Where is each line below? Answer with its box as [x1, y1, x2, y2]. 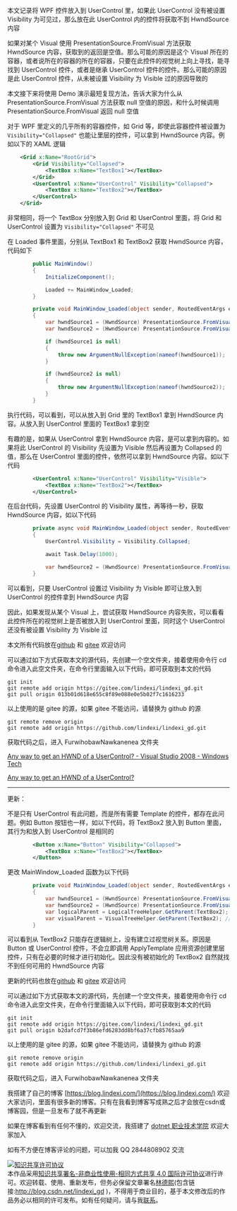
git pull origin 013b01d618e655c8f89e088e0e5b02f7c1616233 [7, 690, 185, 698]
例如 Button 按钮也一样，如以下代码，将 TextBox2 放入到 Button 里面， [19, 818, 226, 826]
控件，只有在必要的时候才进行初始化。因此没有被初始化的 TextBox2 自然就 [7, 953, 224, 961]
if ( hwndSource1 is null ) [44, 338, 121, 345]
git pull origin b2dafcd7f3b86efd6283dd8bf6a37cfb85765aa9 [7, 1027, 185, 1034]
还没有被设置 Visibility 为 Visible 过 [7, 625, 108, 634]
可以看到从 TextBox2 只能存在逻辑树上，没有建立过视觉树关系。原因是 [7, 935, 212, 944]
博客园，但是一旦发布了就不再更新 [7, 1106, 107, 1116]
